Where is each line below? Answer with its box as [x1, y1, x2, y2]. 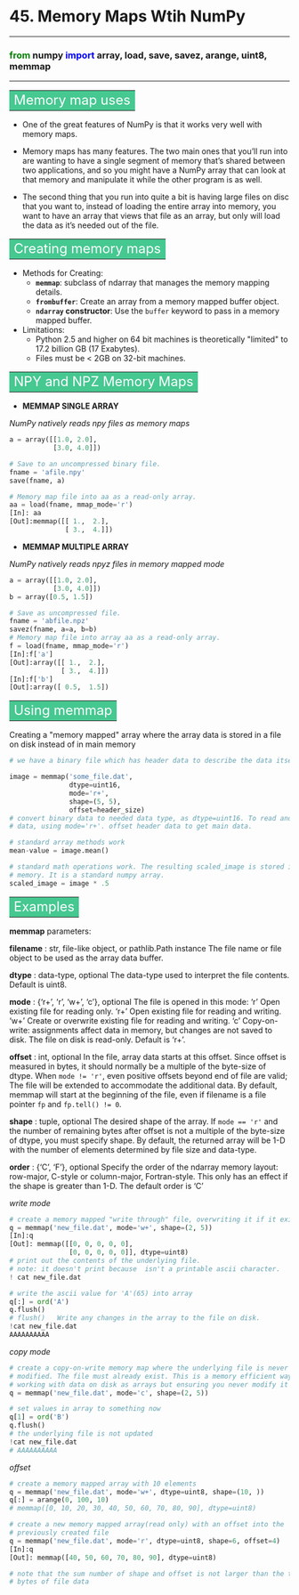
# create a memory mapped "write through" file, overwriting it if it [9, 1215, 277, 1224]
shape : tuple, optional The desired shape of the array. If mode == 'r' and [9, 1115, 279, 1127]
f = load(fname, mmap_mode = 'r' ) [9, 642, 129, 651]
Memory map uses [13, 92, 131, 109]
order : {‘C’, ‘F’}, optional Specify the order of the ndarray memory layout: [9, 1162, 279, 1172]
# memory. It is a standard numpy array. [9, 870, 166, 879]
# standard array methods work [9, 838, 125, 847]
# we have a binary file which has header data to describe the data [9, 757, 273, 765]
